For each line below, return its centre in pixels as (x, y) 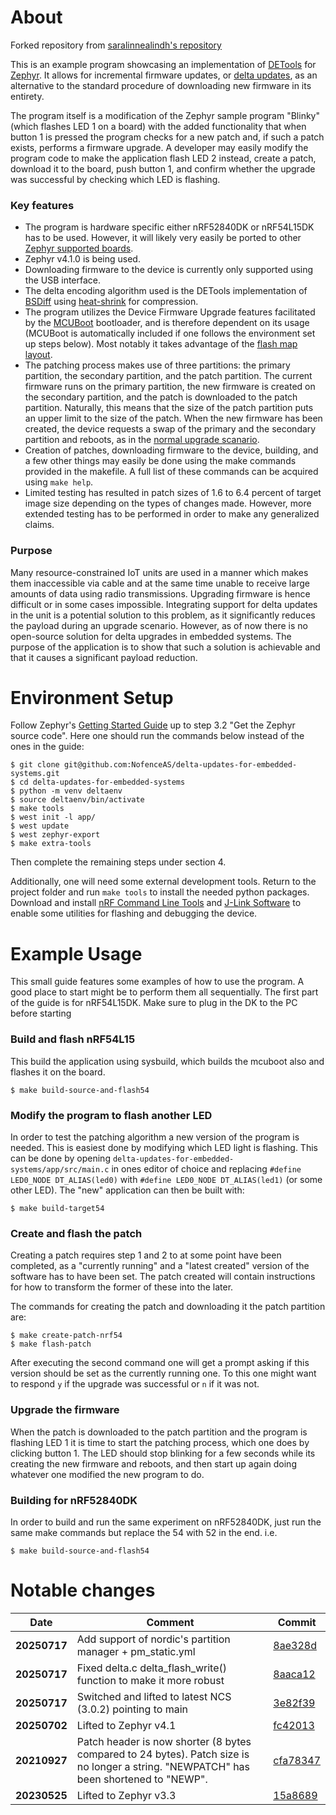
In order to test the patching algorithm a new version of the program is (155, 1137)
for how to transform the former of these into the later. (122, 1287)
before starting (41, 1013)
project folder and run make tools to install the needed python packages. (160, 892)
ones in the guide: (47, 747)
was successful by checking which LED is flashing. (115, 179)
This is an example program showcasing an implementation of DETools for (163, 64)
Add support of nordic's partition (153, 1639)
